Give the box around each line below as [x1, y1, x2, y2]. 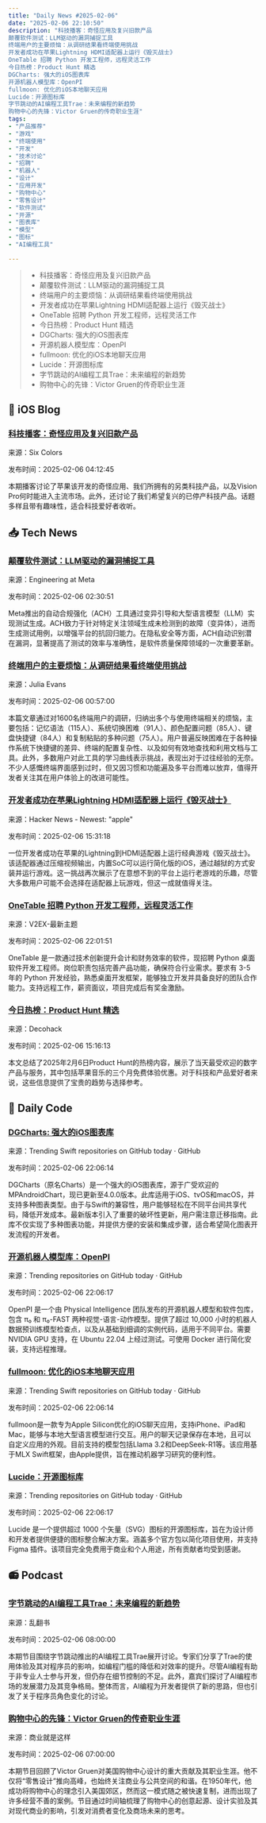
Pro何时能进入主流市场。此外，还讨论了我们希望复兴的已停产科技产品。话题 [8, 492, 256, 501]
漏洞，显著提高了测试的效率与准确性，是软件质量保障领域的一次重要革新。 [14, 639, 258, 648]
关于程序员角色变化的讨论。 [21, 1691, 112, 1701]
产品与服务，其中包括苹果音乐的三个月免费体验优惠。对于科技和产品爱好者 [8, 1068, 251, 1077]
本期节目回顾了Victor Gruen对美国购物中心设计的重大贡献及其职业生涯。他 [8, 1766, 251, 1775]
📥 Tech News [8, 526, 78, 539]
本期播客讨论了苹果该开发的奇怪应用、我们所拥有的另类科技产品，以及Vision [8, 481, 257, 491]
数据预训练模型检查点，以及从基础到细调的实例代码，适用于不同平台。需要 [8, 1324, 251, 1334]
